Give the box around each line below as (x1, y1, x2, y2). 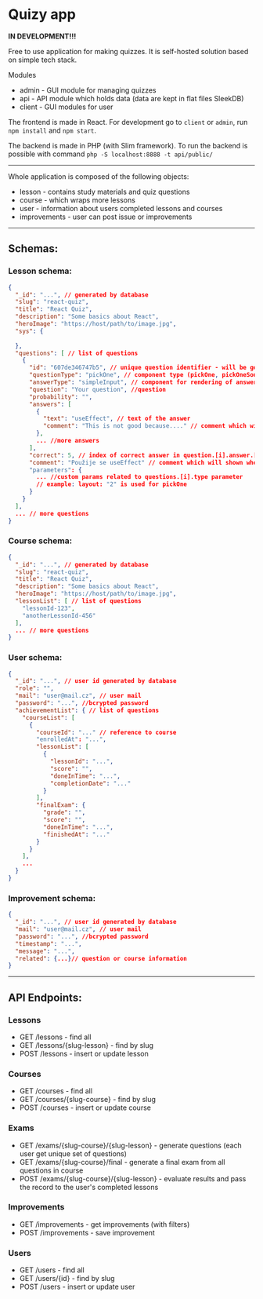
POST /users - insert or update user (19, 1282, 135, 1292)
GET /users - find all (19, 1265, 85, 1275)
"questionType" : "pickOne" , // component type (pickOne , (28, 371, 219, 379)
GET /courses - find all (19, 1086, 92, 1096)
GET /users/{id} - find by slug (19, 1274, 115, 1283)
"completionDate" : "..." (49, 779, 131, 787)
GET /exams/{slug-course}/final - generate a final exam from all (19, 1157, 225, 1166)
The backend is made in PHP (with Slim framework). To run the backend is (8, 140, 248, 150)
